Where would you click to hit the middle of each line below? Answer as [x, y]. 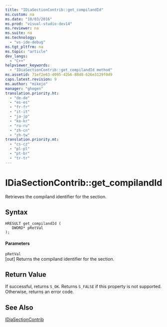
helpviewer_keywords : [28, 65]
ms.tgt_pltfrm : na [24, 47]
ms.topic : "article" [27, 51]
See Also [19, 307]
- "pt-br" [20, 154]
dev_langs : [16, 56]
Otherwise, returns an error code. [40, 292]
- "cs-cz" [20, 144]
